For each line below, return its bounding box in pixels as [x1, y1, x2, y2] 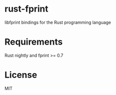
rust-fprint [4, 3, 48, 15]
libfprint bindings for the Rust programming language [4, 19, 112, 25]
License [4, 69, 38, 80]
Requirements [4, 36, 63, 47]
